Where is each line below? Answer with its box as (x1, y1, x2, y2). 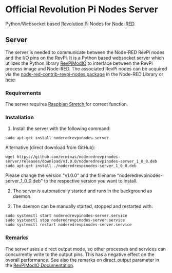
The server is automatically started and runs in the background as (12, 188, 152, 194)
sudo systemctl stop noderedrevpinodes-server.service (5, 217, 125, 223)
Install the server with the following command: (12, 125, 111, 132)
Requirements (5, 89, 42, 96)
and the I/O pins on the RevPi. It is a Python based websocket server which (5, 54, 164, 61)
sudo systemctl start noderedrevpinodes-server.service (5, 213, 127, 219)
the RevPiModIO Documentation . (5, 262, 74, 268)
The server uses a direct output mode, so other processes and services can (5, 246, 166, 252)
